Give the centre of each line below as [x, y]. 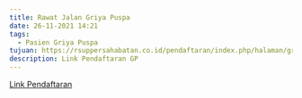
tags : [19, 34]
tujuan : [24, 51]
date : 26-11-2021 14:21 [54, 26]
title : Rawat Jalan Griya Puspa [70, 17]
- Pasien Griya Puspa [58, 42]
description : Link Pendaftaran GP [74, 59]
